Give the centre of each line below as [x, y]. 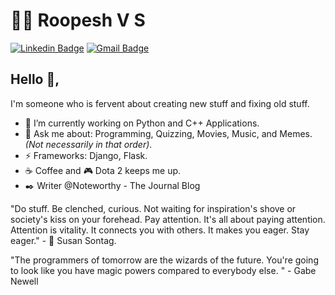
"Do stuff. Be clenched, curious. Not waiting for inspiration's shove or [153, 208]
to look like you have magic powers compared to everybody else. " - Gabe [163, 270]
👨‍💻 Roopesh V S [78, 20]
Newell [24, 281]
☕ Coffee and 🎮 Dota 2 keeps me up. [103, 170]
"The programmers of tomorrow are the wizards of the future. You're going [164, 260]
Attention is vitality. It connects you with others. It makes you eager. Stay [160, 230]
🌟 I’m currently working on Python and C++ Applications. [142, 123]
